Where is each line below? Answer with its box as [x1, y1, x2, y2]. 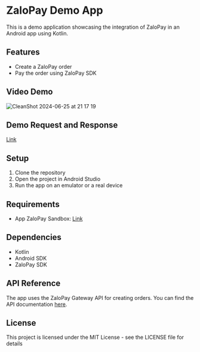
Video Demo [6, 87, 53, 97]
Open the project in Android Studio [14, 175, 101, 183]
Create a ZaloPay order [14, 63, 72, 70]
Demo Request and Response [6, 120, 118, 130]
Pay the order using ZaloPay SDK [14, 69, 97, 77]
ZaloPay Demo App [6, 4, 103, 17]
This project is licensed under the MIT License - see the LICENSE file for [6, 333, 184, 341]
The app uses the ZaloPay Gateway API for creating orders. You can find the [6, 294, 194, 301]
